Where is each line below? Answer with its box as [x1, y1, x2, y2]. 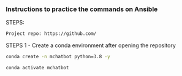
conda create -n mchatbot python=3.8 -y [6, 54, 111, 60]
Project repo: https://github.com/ [6, 31, 97, 37]
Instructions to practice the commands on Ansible [6, 5, 158, 13]
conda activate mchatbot [6, 65, 69, 71]
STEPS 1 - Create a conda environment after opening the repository [6, 42, 176, 49]
